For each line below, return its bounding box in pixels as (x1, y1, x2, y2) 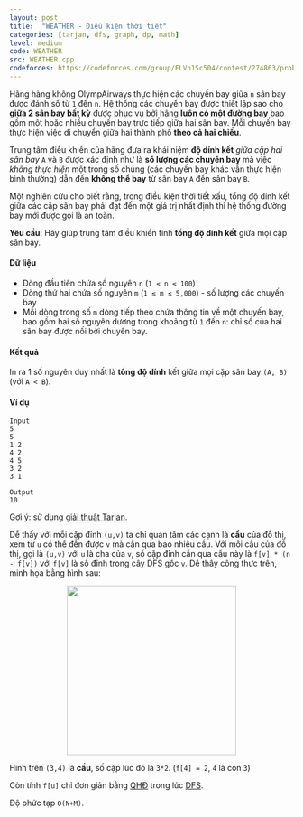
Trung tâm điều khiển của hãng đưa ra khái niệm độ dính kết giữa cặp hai (9, 144, 283, 155)
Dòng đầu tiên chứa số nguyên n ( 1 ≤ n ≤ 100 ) (22, 277, 196, 289)
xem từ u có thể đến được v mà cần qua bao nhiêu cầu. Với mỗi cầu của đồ (9, 539, 287, 549)
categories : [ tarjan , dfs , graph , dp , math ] (9, 30, 179, 39)
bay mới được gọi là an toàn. (9, 210, 115, 221)
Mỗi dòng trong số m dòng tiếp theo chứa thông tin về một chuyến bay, (22, 306, 285, 317)
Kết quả (9, 346, 39, 357)
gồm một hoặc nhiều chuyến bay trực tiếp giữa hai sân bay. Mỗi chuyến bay (9, 117, 291, 127)
